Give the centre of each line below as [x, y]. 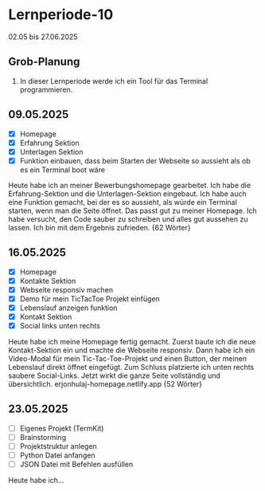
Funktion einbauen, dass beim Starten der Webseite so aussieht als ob [135, 160]
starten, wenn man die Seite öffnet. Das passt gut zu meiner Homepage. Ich [132, 210]
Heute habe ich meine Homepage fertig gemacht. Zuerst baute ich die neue [132, 342]
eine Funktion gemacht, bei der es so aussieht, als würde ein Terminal [123, 202]
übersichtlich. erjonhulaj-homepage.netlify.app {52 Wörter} [105, 384]
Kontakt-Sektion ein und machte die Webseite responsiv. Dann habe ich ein [132, 350]
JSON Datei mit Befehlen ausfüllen [76, 465]
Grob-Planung [44, 62]
